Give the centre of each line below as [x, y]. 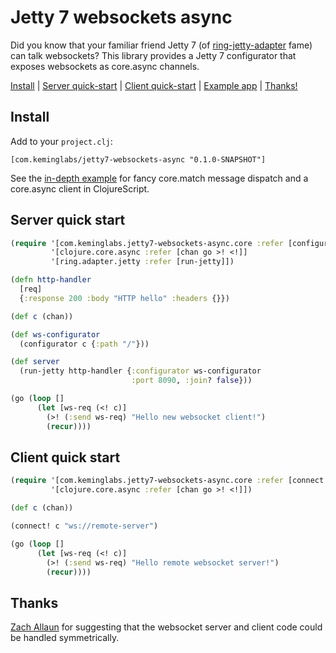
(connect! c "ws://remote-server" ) [84, 526]
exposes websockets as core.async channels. [105, 66]
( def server [35, 362]
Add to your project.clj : [61, 141]
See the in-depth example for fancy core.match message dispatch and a [159, 178]
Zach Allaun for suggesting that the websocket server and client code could [166, 627]
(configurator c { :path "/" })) [84, 344]
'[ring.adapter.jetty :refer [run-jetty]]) [142, 262]
